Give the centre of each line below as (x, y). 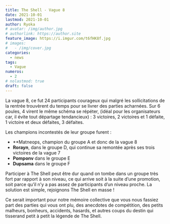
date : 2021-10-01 (24, 15)
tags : (11, 62)
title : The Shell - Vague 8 (35, 10)
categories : (18, 53)
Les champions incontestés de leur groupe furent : (58, 132)
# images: (16, 43)
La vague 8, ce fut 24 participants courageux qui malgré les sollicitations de (85, 101)
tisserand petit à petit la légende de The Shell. (54, 216)
